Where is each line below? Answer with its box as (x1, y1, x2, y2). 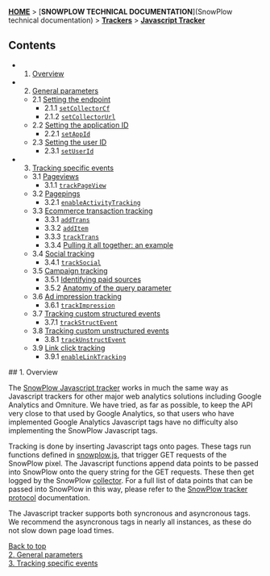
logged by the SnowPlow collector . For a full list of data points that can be (8, 475, 253, 485)
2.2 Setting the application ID (31, 120, 129, 130)
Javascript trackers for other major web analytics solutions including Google (8, 391, 262, 401)
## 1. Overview (8, 367, 58, 377)
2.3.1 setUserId (44, 145, 94, 156)
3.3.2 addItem (44, 223, 89, 232)
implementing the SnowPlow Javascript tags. (8, 425, 159, 435)
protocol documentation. (8, 492, 90, 503)
